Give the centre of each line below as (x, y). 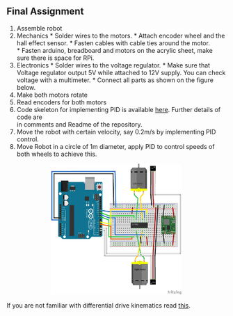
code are (29, 117)
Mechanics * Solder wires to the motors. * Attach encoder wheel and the (121, 35)
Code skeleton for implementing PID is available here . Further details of (119, 109)
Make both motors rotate (52, 95)
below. (26, 87)
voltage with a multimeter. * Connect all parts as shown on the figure (115, 80)
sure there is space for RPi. (55, 58)
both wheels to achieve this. (57, 154)
